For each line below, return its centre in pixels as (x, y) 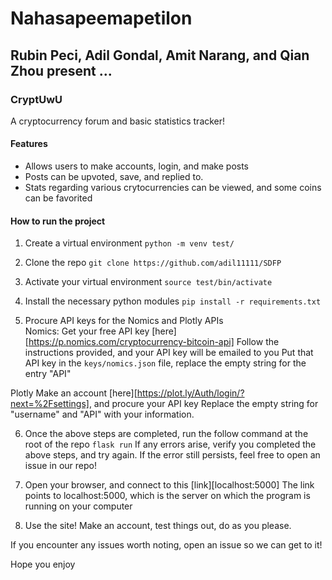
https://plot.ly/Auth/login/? (190, 393)
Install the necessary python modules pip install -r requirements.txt (173, 301)
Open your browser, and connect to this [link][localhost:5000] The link (169, 485)
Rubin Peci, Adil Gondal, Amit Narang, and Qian (160, 55)
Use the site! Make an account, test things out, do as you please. (158, 526)
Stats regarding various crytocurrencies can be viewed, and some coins (173, 188)
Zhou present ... (61, 70)
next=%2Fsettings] (50, 404)
